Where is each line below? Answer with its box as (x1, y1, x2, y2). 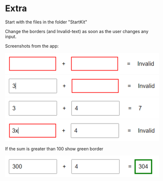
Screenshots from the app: (5, 43, 59, 49)
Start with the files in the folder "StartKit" (5, 19, 87, 25)
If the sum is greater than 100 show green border (5, 145, 103, 151)
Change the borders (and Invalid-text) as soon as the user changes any (5, 28, 149, 34)
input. (5, 34, 17, 39)
